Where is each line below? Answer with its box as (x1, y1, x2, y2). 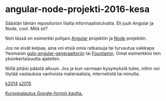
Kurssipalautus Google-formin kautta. (5, 90, 83, 96)
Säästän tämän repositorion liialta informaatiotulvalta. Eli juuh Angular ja (5, 20, 154, 26)
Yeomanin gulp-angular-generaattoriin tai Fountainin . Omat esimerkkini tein (5, 50, 161, 56)
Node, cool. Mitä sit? (5, 25, 48, 31)
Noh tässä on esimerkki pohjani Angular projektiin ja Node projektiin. (5, 35, 147, 41)
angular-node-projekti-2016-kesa (5, 4, 150, 15)
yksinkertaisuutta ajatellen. (5, 55, 61, 61)
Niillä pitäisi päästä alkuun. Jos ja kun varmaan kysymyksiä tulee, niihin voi (5, 65, 160, 71)
